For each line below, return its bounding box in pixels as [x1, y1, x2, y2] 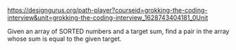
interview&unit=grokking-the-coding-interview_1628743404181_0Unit [7, 13, 209, 22]
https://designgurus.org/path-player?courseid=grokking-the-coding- [7, 6, 208, 14]
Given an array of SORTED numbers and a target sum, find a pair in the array [7, 27, 230, 35]
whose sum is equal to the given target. [7, 35, 122, 43]
